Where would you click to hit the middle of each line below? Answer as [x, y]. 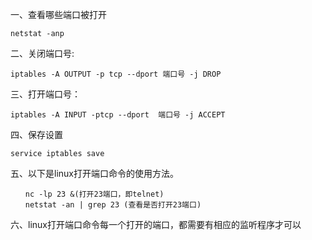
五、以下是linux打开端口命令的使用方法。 [94, 173]
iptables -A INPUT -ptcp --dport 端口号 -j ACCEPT [118, 115]
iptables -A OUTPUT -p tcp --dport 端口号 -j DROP [116, 74]
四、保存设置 [36, 134]
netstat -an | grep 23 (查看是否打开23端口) [113, 205]
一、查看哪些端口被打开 [58, 14]
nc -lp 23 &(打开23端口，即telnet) [94, 194]
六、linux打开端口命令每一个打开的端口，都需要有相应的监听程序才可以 [156, 224]
